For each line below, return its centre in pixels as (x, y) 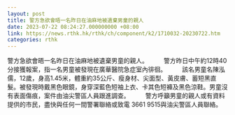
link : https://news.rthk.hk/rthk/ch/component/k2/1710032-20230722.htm (114, 33)
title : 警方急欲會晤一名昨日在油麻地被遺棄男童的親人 (76, 20)
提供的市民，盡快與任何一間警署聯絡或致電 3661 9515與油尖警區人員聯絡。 (115, 104)
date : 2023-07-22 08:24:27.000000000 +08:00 (73, 27)
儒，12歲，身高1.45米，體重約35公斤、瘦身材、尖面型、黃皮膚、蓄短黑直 (112, 79)
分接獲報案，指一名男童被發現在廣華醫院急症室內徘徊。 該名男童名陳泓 (116, 69)
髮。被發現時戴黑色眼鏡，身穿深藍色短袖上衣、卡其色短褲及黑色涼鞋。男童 (114, 87)
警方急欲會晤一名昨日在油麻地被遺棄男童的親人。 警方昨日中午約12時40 (117, 61)
